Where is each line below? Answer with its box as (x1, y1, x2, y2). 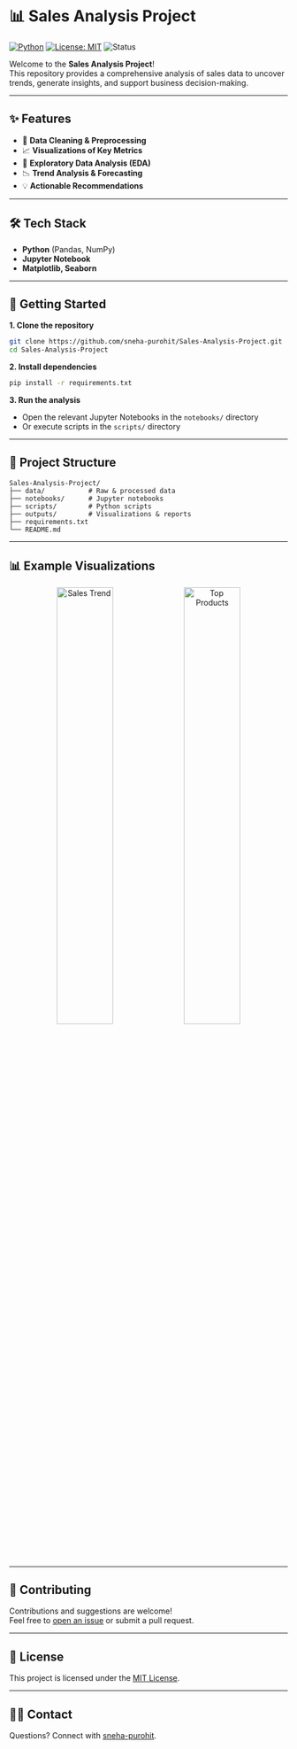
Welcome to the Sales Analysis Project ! (9, 58, 155, 69)
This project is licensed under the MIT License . (9, 1673, 180, 1683)
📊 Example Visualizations (9, 559, 156, 574)
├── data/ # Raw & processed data (9, 486, 176, 495)
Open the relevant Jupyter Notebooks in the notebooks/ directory (21, 412, 259, 422)
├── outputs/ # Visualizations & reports (9, 509, 192, 518)
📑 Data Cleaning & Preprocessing (21, 135, 147, 145)
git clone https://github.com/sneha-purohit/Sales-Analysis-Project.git (9, 337, 283, 346)
